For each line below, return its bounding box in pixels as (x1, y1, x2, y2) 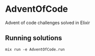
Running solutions (5, 34, 63, 42)
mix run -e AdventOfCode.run (5, 47, 65, 52)
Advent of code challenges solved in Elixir (5, 20, 90, 26)
